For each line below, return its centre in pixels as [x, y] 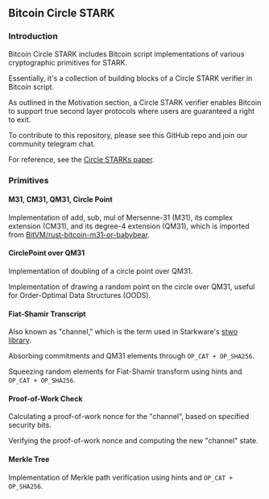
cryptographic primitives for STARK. [68, 62]
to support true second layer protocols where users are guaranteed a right [132, 111]
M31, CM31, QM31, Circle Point [60, 199]
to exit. [20, 120]
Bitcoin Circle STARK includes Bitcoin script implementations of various [126, 54]
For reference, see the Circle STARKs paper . [81, 159]
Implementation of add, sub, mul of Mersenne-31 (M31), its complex [121, 217]
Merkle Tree [29, 459]
